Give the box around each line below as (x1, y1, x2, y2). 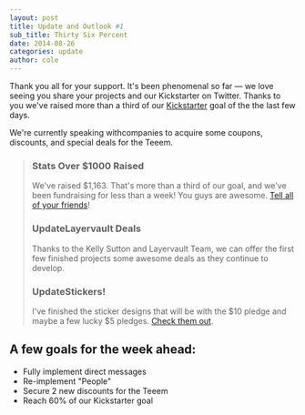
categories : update (9, 47, 84, 56)
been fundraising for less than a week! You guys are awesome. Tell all (31, 190, 294, 201)
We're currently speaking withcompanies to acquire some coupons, (9, 127, 264, 137)
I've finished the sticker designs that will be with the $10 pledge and (31, 306, 287, 317)
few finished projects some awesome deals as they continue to (31, 252, 269, 264)
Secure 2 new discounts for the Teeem (22, 385, 168, 396)
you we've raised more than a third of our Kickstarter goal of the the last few (9, 100, 296, 110)
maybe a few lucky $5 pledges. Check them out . (31, 315, 214, 326)
